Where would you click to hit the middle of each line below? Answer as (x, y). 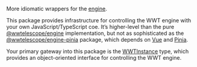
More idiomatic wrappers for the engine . (57, 9)
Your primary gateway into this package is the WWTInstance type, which (98, 51)
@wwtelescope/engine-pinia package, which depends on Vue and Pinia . (97, 40)
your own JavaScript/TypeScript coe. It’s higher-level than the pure (90, 27)
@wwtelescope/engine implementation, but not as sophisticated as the (95, 33)
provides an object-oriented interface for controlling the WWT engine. (94, 58)
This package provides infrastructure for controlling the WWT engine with (99, 20)
